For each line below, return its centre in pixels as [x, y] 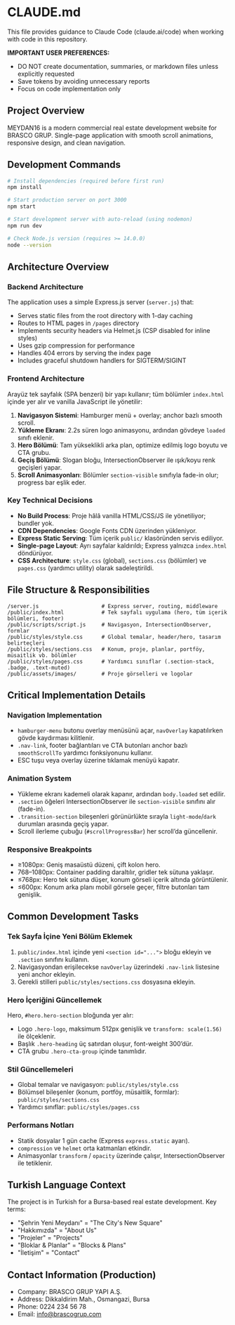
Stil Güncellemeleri [40, 1069]
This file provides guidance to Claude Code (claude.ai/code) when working [116, 32]
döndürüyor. [35, 553]
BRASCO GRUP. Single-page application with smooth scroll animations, [110, 135]
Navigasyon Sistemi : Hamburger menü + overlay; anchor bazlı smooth [120, 415]
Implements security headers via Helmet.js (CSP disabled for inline [114, 331]
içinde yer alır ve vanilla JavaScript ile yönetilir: [75, 402]
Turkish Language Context [67, 1185]
